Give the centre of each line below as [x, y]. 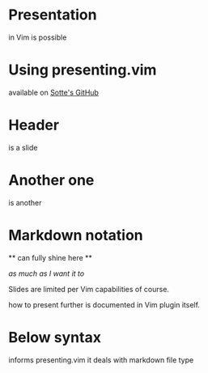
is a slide [23, 147]
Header [34, 125]
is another [25, 202]
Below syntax [55, 337]
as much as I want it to [47, 273]
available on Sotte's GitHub [54, 92]
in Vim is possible [38, 37]
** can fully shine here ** [51, 257]
